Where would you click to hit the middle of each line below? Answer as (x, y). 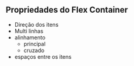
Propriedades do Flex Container (67, 10)
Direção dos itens (36, 24)
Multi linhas (29, 31)
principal (35, 44)
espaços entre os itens (43, 56)
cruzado (34, 50)
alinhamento (30, 37)
